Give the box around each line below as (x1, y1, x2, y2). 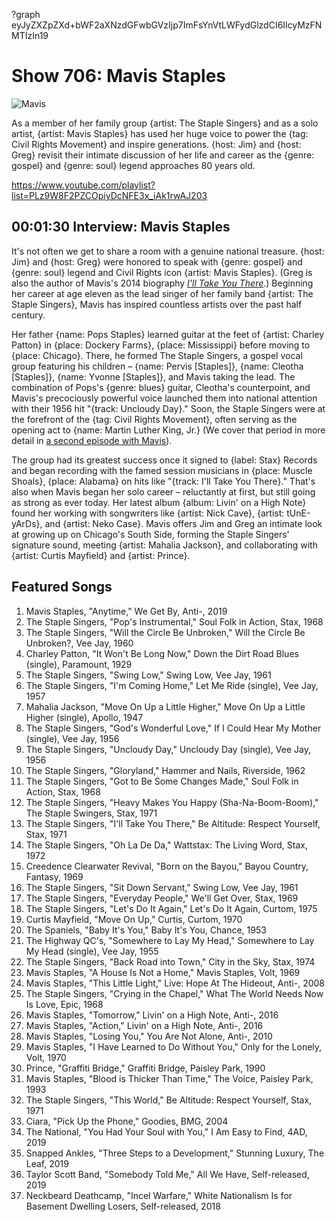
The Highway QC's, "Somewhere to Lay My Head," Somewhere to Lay (25, 934, 315, 946)
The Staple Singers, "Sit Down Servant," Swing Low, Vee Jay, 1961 (25, 881, 299, 893)
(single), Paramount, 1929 (25, 658, 133, 670)
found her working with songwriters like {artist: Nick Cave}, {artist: (11, 507, 285, 519)
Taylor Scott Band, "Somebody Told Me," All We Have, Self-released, (25, 1168, 310, 1180)
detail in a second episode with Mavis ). (11, 434, 173, 446)
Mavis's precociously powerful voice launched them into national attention (11, 392, 318, 404)
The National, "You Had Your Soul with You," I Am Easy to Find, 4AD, (25, 1125, 308, 1138)
